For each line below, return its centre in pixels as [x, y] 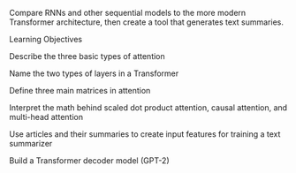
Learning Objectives [46, 39]
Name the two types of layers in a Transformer [94, 73]
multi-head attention [46, 117]
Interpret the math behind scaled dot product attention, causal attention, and [148, 108]
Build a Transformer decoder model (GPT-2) [89, 161]
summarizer [31, 143]
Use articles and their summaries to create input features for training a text [145, 134]
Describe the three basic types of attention [87, 56]
